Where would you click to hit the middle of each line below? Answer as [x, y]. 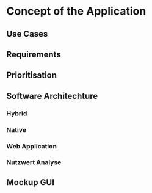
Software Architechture [52, 96]
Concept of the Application [76, 11]
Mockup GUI [31, 182]
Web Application [31, 146]
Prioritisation [31, 75]
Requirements [34, 54]
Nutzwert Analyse [34, 162]
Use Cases [27, 34]
